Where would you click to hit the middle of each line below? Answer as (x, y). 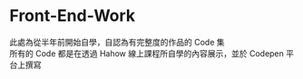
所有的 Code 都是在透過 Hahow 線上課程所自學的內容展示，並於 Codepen (147, 53)
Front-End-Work (73, 16)
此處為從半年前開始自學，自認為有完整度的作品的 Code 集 (117, 42)
